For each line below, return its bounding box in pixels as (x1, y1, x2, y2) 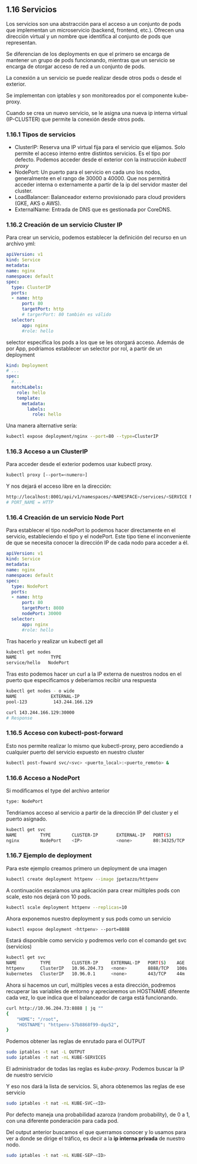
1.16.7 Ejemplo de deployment (6, 851, 92, 859)
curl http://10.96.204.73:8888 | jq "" (6, 1005, 104, 1011)
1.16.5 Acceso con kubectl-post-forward (6, 729, 123, 737)
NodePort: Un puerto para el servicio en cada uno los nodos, (14, 168, 162, 176)
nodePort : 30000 (21, 610, 62, 616)
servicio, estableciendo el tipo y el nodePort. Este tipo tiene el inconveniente (6, 533, 191, 540)
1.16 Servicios (6, 5, 57, 15)
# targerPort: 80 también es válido (21, 312, 111, 318)
